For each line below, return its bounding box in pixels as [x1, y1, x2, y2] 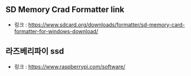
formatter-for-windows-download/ [14, 28, 99, 35]
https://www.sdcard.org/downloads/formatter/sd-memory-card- [28, 21, 185, 28]
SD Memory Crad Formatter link [5, 5, 125, 15]
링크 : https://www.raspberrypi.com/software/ [14, 63, 125, 70]
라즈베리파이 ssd [5, 47, 64, 57]
